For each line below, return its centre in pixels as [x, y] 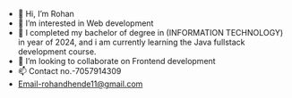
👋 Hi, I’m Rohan [46, 14]
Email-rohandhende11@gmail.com [80, 84]
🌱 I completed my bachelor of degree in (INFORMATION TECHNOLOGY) [150, 33]
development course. [57, 52]
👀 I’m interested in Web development [86, 23]
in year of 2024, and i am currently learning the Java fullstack [131, 42]
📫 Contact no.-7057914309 [69, 71]
